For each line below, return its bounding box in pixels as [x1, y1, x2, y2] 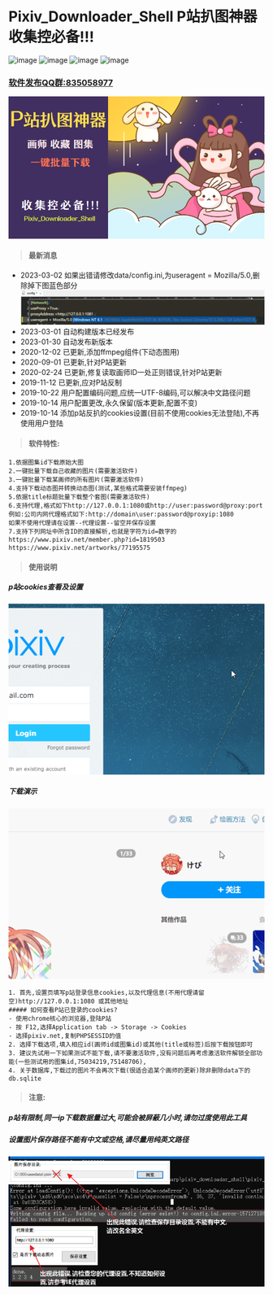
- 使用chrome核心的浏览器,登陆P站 [8, 1014, 112, 1022]
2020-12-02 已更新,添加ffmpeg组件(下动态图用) [19, 347, 180, 356]
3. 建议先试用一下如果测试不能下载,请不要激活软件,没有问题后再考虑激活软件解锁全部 [8, 1049, 257, 1057]
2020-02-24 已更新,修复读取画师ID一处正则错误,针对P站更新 [19, 367, 223, 377]
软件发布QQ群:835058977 [8, 76, 114, 88]
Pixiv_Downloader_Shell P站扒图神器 [8, 7, 258, 26]
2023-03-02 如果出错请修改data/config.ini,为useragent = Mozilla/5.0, [19, 270, 253, 280]
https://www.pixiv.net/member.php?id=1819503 [8, 536, 165, 544]
